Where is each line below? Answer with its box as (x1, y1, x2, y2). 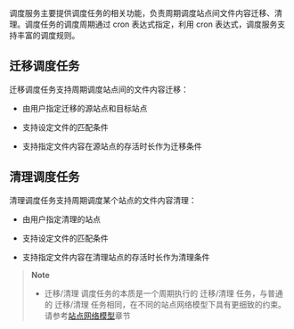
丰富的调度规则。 (16, 30, 80, 40)
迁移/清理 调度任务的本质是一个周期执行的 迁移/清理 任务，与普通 (44, 288, 283, 299)
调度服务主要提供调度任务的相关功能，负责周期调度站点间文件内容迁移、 (9, 8, 274, 18)
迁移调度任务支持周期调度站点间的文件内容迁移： (9, 84, 189, 95)
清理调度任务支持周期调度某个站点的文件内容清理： (9, 194, 197, 205)
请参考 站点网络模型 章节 (44, 310, 131, 321)
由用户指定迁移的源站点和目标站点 (21, 103, 148, 113)
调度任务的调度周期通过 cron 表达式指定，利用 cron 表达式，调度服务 (24, 19, 278, 29)
